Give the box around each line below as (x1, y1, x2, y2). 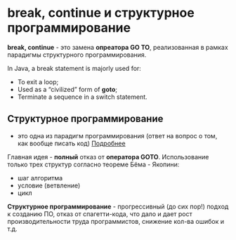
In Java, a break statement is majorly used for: (7, 64, 142, 72)
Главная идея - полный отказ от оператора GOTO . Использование (7, 152, 209, 161)
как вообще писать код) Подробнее (17, 139, 126, 147)
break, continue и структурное (7, 5, 195, 21)
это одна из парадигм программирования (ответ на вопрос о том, (17, 131, 218, 140)
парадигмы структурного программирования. (7, 51, 147, 59)
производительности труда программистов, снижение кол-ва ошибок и (7, 217, 225, 225)
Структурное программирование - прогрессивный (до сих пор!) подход (7, 202, 229, 211)
